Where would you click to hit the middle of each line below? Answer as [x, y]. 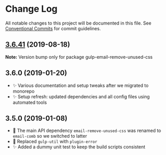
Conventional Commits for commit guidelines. [53, 28]
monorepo [23, 91]
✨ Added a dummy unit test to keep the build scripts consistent [79, 147]
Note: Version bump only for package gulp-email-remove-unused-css [79, 57]
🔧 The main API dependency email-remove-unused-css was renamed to [87, 130]
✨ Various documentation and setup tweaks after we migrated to [80, 85]
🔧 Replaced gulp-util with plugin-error [55, 142]
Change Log [31, 9]
